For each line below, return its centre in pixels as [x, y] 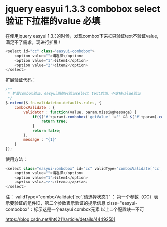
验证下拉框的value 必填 [53, 21]
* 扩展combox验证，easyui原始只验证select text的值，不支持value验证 [74, 94]
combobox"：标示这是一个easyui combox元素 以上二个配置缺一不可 [75, 209]
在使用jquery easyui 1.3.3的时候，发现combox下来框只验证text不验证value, [82, 36]
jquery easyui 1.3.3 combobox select [83, 9]
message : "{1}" [40, 139]
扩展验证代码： [21, 80]
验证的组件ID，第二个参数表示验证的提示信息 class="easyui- [76, 203]
